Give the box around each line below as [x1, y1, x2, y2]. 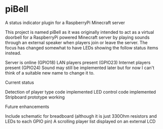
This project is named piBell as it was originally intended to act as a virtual [5, 29, 154, 35]
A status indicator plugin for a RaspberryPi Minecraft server [5, 20, 125, 26]
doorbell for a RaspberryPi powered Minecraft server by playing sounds [5, 34, 150, 40]
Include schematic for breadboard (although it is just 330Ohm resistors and [5, 113, 157, 119]
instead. [5, 50, 22, 56]
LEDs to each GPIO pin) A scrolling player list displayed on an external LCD [5, 118, 156, 124]
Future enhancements [5, 103, 49, 109]
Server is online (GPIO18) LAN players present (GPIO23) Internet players [5, 59, 151, 65]
